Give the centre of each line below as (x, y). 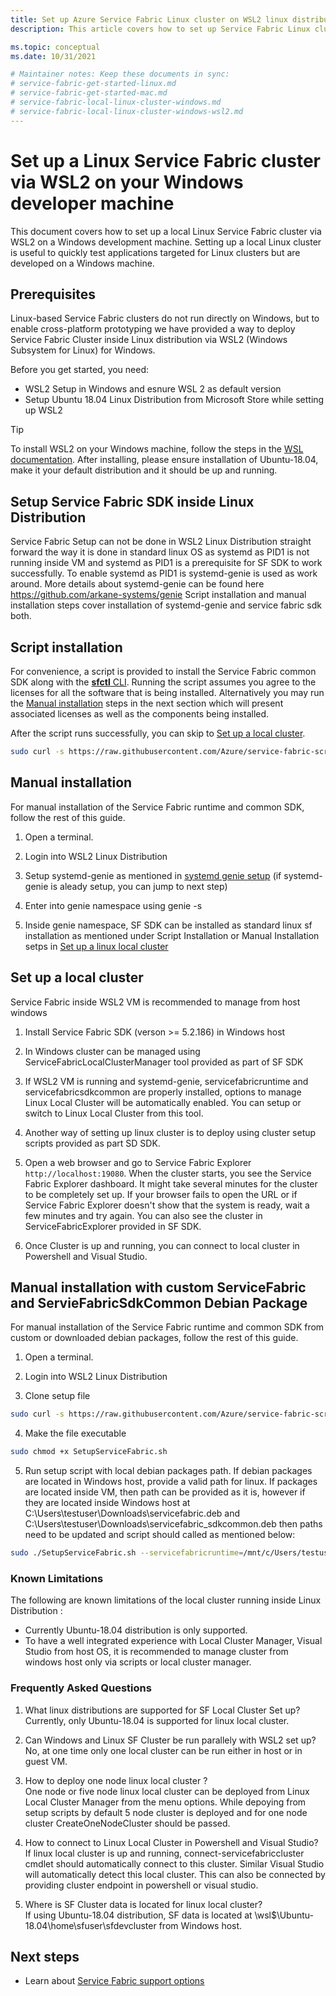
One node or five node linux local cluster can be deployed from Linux (167, 1791)
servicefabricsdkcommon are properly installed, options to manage (163, 1092)
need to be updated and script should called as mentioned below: (160, 1535)
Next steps (45, 1956)
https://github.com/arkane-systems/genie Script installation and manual (158, 595)
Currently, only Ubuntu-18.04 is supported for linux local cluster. (157, 1720)
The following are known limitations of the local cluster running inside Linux (166, 1600)
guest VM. (46, 1761)
